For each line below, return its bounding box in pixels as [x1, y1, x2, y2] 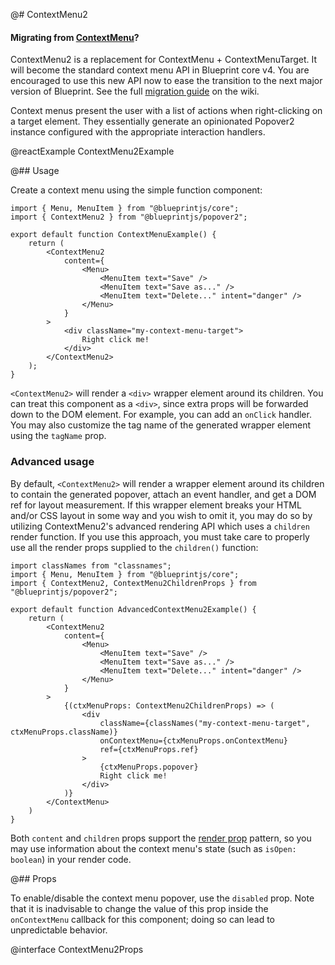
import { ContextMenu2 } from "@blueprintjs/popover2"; [10, 212, 248, 223]
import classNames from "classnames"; [10, 560, 172, 571]
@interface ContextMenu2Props [10, 943, 144, 955]
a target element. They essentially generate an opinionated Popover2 [10, 115, 295, 128]
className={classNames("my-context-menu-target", [99, 718, 311, 728]
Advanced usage [10, 455, 95, 469]
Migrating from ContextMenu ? [10, 31, 140, 43]
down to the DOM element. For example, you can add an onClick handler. [10, 409, 312, 421]
